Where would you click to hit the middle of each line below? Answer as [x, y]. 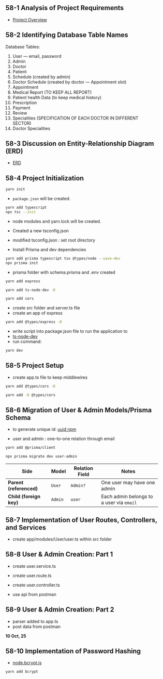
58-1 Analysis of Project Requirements [65, 8]
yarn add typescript [26, 208]
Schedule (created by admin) [41, 77]
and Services [26, 527]
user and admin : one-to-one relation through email [64, 439]
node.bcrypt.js [27, 663]
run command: [27, 341]
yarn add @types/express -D [34, 322]
